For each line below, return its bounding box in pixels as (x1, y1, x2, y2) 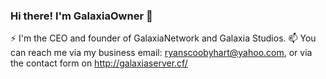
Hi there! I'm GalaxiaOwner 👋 (10, 9, 153, 23)
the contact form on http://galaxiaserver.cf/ (10, 57, 188, 69)
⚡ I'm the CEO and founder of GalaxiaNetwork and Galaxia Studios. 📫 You (10, 32, 317, 44)
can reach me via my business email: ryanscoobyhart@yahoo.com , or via (10, 47, 313, 59)
